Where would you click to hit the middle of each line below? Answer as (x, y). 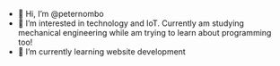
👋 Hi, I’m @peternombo (61, 14)
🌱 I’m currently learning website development (101, 52)
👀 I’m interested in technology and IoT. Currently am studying (131, 23)
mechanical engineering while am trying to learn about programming (144, 33)
